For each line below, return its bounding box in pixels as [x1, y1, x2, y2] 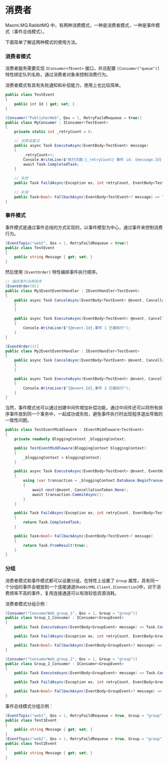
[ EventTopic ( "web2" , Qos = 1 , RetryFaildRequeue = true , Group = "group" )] [5, 736, 166, 741]
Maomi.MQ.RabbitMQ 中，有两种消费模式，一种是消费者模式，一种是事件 [5, 22, 156, 28]
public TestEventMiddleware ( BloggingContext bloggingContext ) [14, 446, 146, 451]
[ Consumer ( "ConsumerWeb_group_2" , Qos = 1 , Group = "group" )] [5, 657, 137, 662]
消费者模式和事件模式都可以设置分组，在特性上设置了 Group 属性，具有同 [5, 577, 155, 583]
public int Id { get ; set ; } [14, 101, 75, 106]
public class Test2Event [5, 741, 57, 746]
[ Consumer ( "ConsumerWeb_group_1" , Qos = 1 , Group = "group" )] [5, 611, 137, 616]
